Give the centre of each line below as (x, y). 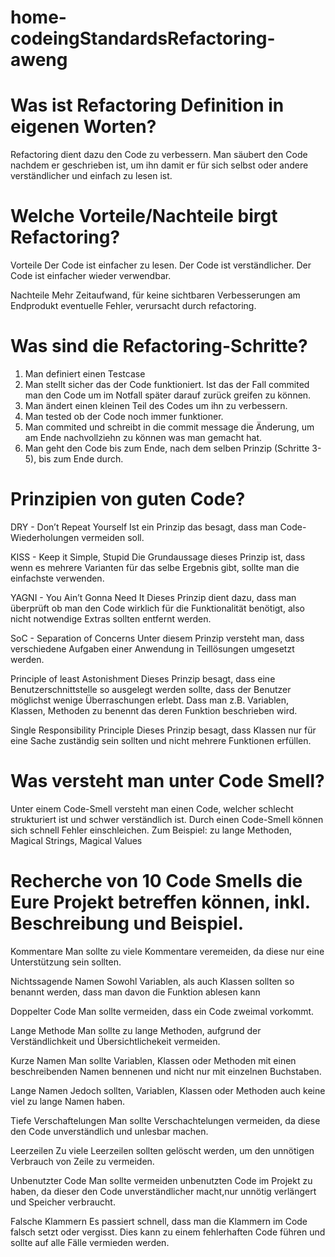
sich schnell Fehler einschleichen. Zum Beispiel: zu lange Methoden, (151, 830)
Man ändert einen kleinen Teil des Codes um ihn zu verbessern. (156, 405)
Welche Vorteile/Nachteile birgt (144, 216)
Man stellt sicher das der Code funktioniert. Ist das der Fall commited (167, 384)
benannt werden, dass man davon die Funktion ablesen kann (135, 992)
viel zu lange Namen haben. (68, 1101)
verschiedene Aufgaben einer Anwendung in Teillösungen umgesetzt (152, 648)
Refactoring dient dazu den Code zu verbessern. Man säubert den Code (159, 155)
